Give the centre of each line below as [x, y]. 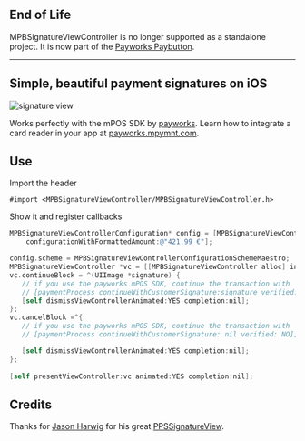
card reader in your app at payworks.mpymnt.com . [104, 133]
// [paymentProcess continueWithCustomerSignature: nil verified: [150, 335]
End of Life [40, 15]
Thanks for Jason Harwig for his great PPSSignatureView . [117, 426]
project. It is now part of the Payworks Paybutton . [102, 46]
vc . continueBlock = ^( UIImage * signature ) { [95, 275]
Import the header [43, 183]
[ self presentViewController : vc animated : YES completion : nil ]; [132, 376]
